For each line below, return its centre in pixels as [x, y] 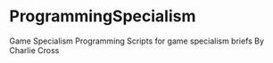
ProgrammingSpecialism [103, 16]
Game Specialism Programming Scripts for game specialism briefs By [137, 41]
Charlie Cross [34, 50]
